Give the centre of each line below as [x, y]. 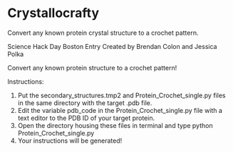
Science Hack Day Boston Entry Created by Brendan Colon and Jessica [112, 46]
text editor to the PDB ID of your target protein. [86, 118]
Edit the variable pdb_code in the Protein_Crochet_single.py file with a [120, 110]
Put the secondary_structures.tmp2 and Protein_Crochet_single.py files [121, 95]
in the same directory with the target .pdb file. [85, 103]
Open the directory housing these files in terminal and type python [115, 125]
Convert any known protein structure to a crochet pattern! [92, 67]
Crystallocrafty [53, 13]
